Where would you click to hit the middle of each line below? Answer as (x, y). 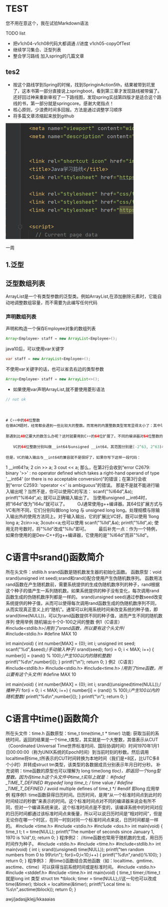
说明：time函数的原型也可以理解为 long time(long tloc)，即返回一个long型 (85, 771)
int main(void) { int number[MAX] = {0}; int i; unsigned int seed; (71, 644)
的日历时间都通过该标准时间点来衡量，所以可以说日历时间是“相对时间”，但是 (84, 814)
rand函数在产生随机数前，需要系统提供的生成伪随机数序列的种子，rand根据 (83, 584)
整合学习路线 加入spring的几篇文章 (48, 56)
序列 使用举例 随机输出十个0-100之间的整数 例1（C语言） (64, 622)
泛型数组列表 (25, 283)
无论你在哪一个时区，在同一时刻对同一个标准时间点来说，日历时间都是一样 (82, 820)
